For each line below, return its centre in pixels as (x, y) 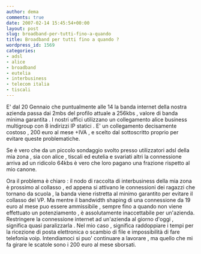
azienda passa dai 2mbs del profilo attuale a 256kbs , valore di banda (92, 113)
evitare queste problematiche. (43, 138)
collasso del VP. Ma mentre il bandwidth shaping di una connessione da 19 (98, 200)
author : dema (22, 12)
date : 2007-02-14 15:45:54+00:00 (48, 23)
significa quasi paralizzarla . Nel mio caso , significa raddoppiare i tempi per (100, 225)
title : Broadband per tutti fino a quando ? (63, 40)
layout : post (22, 28)
